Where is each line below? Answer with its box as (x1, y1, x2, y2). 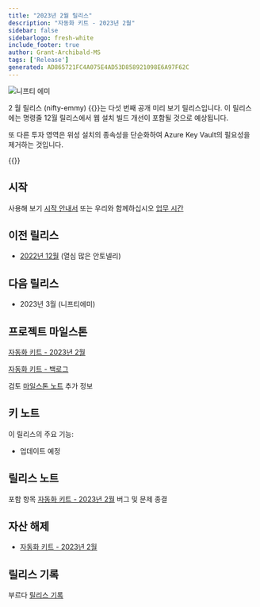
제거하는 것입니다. (8, 140, 64, 149)
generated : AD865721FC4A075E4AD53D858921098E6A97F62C (8, 64, 190, 72)
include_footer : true (8, 41, 80, 49)
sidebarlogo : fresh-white (8, 33, 94, 42)
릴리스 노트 (8, 472, 59, 485)
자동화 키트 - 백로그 (8, 365, 69, 373)
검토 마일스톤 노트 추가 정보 (8, 381, 94, 390)
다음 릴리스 (8, 276, 59, 290)
